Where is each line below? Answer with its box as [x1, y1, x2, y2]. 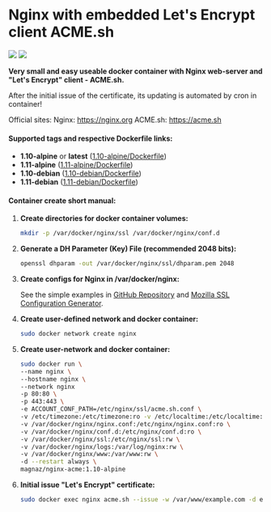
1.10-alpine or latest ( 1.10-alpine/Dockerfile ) [19, 151, 167, 161]
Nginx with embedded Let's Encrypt [8, 6, 256, 24]
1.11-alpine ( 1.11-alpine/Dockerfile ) [19, 160, 133, 170]
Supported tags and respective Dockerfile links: [8, 133, 173, 143]
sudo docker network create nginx [19, 330, 137, 338]
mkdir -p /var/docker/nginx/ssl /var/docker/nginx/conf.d [19, 229, 220, 238]
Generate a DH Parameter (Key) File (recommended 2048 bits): [19, 244, 237, 254]
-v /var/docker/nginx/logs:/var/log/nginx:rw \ [19, 442, 184, 451]
